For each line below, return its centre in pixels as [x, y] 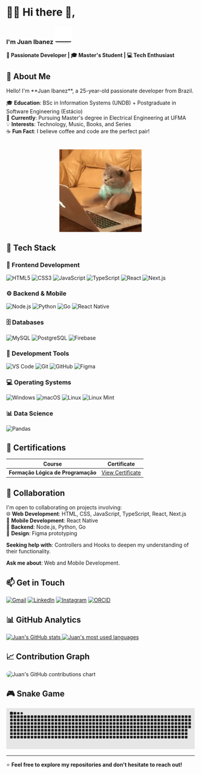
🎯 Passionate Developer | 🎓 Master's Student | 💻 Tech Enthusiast [90, 55]
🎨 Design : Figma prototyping [42, 533]
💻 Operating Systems [39, 382]
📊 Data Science [30, 413]
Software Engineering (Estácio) [45, 112]
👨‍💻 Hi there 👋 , [41, 12]
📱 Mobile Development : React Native [52, 521]
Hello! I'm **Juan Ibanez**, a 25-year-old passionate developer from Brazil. [100, 91]
